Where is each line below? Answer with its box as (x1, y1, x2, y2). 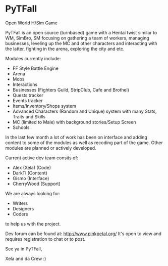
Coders (12, 211, 28, 217)
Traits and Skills (12, 113, 46, 119)
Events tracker (12, 97, 43, 104)
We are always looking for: (5, 190, 61, 196)
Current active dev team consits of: (5, 155, 79, 161)
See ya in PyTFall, (5, 246, 42, 252)
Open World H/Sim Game (5, 20, 58, 26)
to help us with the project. (5, 220, 61, 227)
